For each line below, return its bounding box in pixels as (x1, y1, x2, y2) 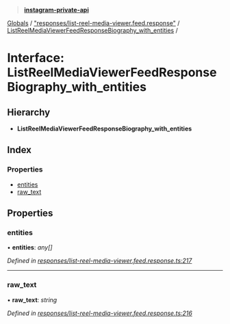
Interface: (7, 51, 65, 66)
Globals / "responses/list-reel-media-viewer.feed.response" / (7, 19, 180, 27)
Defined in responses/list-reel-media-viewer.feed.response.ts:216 (7, 309, 193, 317)
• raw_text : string (7, 295, 57, 303)
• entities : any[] (7, 243, 53, 252)
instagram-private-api (23, 6, 89, 14)
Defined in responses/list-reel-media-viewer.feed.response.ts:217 (7, 256, 192, 265)
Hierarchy (7, 106, 51, 118)
